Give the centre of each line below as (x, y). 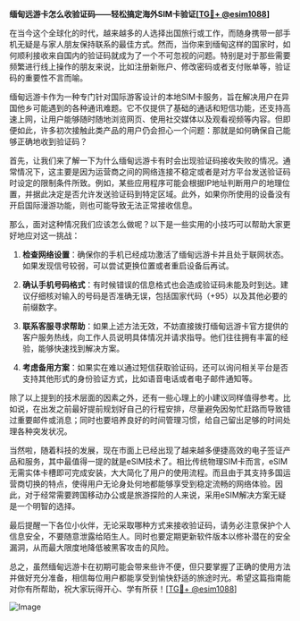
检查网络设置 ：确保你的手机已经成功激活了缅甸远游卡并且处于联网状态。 (155, 255)
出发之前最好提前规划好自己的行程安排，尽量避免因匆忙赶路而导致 (161, 409)
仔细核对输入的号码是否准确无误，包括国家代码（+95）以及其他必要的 (159, 296)
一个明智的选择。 (48, 506)
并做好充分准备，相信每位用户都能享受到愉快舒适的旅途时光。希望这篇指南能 (150, 578)
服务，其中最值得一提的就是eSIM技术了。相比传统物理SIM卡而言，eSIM (156, 461)
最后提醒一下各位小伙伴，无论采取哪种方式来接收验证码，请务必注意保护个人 (150, 525)
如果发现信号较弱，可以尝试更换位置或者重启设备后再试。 (128, 266)
